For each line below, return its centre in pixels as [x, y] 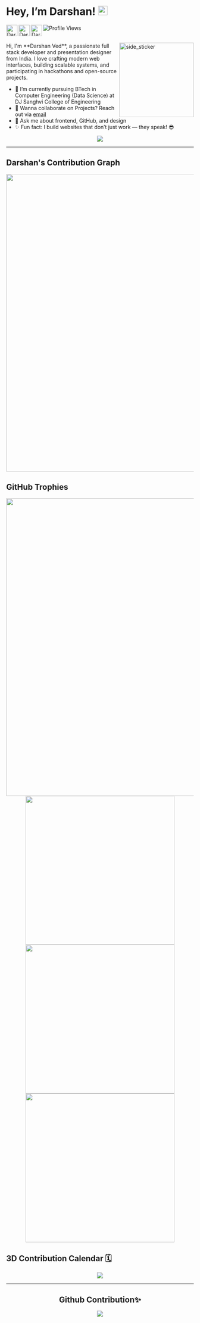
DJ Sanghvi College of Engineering [58, 101]
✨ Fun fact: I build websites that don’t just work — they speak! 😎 [94, 127]
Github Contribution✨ [100, 1299]
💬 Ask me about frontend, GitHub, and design [71, 120]
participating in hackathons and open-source [62, 71]
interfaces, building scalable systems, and [58, 65]
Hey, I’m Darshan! [51, 12]
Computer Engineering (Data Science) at [65, 95]
